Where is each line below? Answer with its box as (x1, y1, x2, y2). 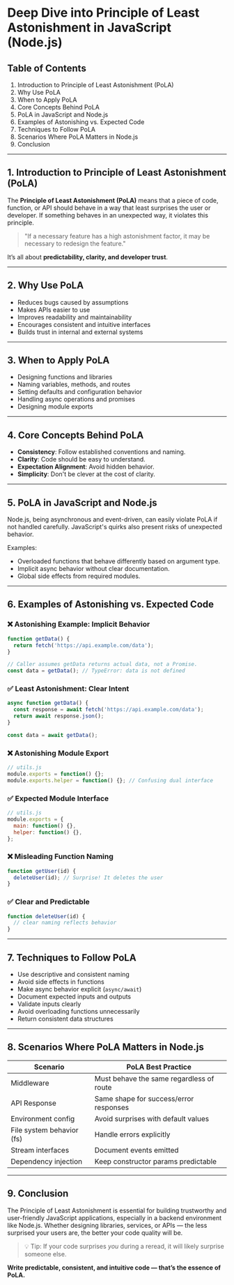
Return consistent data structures (17, 1014, 114, 1023)
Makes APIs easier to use (17, 305, 91, 314)
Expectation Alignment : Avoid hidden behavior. (17, 462, 155, 471)
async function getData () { (7, 699, 89, 707)
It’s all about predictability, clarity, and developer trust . (7, 252, 169, 261)
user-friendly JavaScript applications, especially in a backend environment (7, 1213, 222, 1222)
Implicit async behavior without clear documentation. (17, 565, 170, 573)
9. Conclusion (7, 1187, 69, 1200)
